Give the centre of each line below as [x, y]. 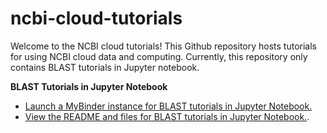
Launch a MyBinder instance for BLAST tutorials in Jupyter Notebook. [168, 106]
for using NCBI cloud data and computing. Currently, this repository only [159, 56]
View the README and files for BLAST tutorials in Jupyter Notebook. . [167, 116]
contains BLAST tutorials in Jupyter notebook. [105, 67]
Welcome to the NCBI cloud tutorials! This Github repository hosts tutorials [163, 46]
